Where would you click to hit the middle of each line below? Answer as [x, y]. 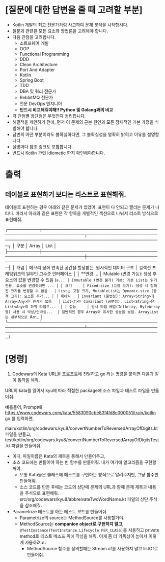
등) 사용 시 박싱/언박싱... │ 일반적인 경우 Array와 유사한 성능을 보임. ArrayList [82, 312]
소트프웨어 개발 [34, 43]
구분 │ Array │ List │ [37, 246]
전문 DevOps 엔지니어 [41, 104]
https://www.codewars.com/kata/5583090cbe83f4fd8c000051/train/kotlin [81, 413]
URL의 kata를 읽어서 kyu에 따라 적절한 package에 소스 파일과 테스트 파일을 [78, 390]
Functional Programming [44, 54]
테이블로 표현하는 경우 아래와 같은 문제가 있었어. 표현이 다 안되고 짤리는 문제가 [80, 207]
